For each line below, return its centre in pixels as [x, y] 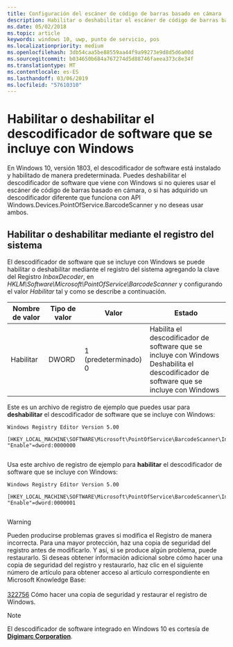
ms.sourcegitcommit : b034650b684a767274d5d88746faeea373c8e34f [101, 59]
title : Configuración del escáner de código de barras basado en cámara [114, 14]
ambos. [18, 212]
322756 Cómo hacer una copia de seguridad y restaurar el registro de [107, 594]
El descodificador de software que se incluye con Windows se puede [106, 262]
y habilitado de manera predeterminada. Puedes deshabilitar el [97, 175]
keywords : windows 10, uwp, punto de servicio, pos [83, 40]
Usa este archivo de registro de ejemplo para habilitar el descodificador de [115, 464]
